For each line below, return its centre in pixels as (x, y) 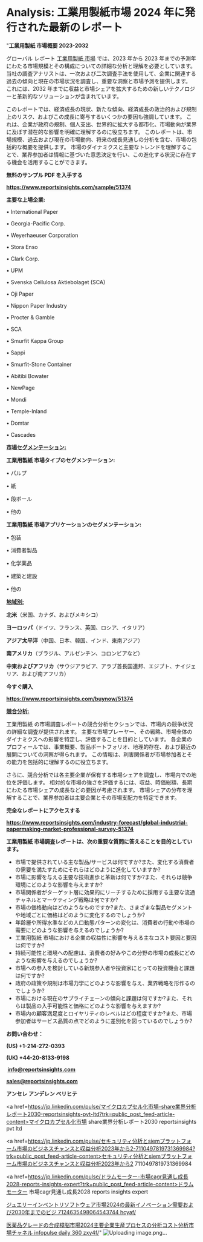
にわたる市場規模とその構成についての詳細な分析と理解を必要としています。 (101, 66)
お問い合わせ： (25, 1034)
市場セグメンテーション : (36, 447)
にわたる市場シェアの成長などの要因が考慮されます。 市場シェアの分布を (97, 790)
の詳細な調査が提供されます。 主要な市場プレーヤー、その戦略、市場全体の (99, 731)
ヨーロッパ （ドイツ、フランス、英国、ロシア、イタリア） (77, 627)
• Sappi (16, 353)
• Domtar (18, 423)
